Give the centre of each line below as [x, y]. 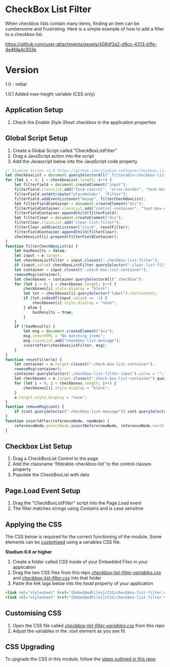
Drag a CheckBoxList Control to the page [55, 459]
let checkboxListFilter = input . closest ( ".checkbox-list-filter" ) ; [87, 260]
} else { [33, 308]
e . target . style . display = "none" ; [51, 398]
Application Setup [34, 110]
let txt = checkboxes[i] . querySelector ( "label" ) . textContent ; [90, 293]
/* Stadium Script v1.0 [30, 171]
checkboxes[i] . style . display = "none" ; [74, 303]
